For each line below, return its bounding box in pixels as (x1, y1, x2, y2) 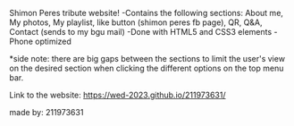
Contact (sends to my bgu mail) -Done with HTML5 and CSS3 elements (9, 27, 273, 37)
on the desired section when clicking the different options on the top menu (9, 63, 284, 73)
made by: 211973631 (9, 107, 84, 117)
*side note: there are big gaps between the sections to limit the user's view (9, 54, 286, 63)
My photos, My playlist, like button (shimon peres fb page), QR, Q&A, (9, 17, 263, 28)
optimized (34, 36, 71, 46)
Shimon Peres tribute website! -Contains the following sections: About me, (9, 8, 284, 18)
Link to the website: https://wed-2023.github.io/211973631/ (9, 89, 226, 100)
